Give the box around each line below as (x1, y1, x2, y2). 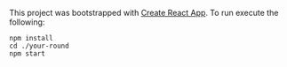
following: (9, 17, 45, 27)
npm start (9, 49, 46, 58)
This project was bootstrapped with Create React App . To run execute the (9, 8, 279, 18)
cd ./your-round (9, 41, 69, 50)
